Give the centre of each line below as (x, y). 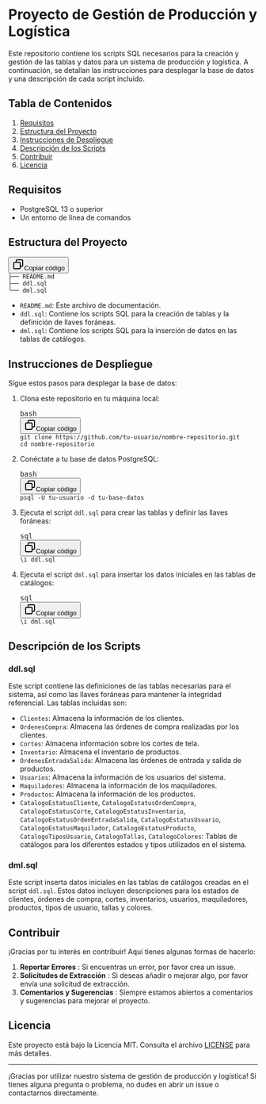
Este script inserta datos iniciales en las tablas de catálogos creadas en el (129, 883)
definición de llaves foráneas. (68, 322)
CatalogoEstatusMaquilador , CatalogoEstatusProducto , (108, 827)
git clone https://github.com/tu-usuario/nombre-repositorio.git (129, 438)
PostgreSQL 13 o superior (61, 209)
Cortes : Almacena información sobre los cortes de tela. (109, 743)
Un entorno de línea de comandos (75, 217)
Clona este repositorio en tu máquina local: (89, 399)
